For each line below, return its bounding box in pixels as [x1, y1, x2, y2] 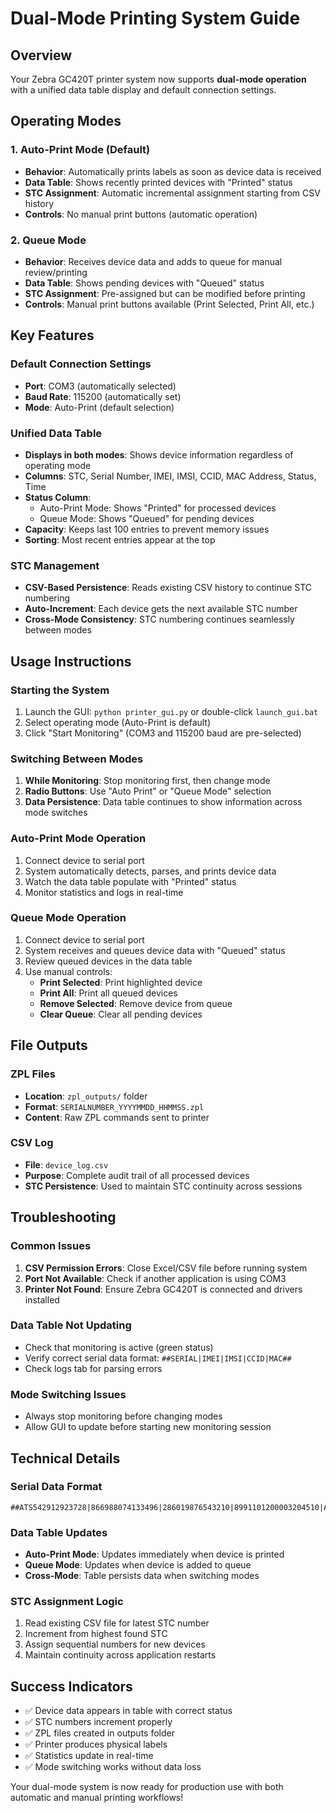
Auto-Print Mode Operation [10, 832, 147, 846]
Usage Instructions [10, 653, 132, 670]
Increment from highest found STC [24, 1628, 168, 1640]
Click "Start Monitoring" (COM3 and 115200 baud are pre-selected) [24, 727, 302, 739]
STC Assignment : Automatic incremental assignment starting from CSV [24, 187, 321, 199]
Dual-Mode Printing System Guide [10, 7, 301, 30]
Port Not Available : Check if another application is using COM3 [24, 1272, 287, 1284]
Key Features [10, 327, 95, 344]
